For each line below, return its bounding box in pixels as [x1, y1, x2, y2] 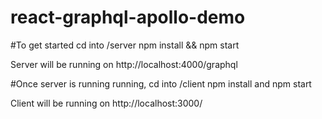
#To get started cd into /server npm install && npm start [10, 39, 240, 51]
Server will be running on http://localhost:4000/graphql [10, 58, 238, 70]
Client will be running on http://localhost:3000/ [10, 97, 203, 109]
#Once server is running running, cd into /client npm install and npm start [10, 77, 312, 90]
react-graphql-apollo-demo [10, 6, 246, 29]
